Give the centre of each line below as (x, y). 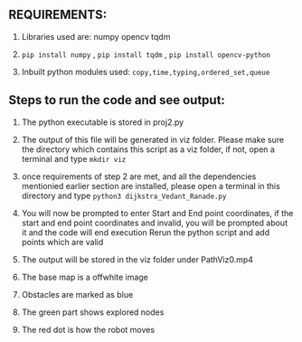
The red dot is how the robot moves (88, 329)
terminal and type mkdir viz (74, 158)
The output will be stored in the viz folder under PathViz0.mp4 (137, 259)
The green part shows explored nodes (93, 312)
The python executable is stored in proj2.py (103, 122)
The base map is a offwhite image (85, 277)
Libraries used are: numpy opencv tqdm (96, 36)
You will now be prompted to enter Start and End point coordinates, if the (157, 213)
